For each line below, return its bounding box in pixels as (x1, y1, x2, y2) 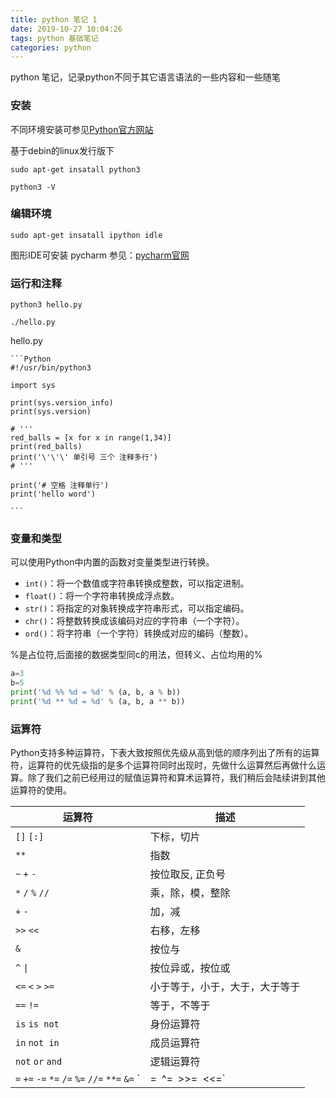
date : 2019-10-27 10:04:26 (10, 24, 123, 34)
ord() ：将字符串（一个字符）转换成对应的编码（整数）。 (24, 627, 254, 640)
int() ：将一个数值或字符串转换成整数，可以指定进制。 (24, 577, 250, 590)
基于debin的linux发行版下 (10, 144, 115, 156)
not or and (15, 1056, 63, 1068)
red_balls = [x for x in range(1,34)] (10, 433, 172, 443)
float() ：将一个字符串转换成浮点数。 (24, 590, 180, 602)
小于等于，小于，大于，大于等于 (149, 980, 301, 994)
